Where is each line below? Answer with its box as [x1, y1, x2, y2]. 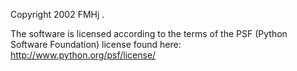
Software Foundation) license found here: [10, 39, 182, 50]
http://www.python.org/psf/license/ [10, 49, 157, 61]
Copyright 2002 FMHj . [10, 9, 105, 20]
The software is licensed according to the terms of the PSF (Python [10, 28, 288, 39]
